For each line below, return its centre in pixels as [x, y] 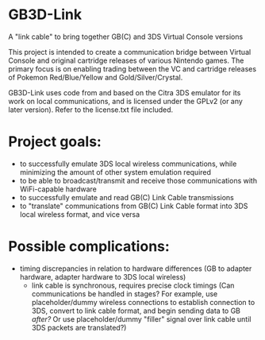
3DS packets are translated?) [79, 327]
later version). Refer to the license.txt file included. [91, 110]
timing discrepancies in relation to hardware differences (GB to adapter [136, 269]
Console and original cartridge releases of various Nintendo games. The [126, 60]
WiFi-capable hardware [58, 189]
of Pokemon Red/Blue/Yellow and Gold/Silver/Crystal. [96, 77]
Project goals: [55, 142]
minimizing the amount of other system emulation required [115, 172]
